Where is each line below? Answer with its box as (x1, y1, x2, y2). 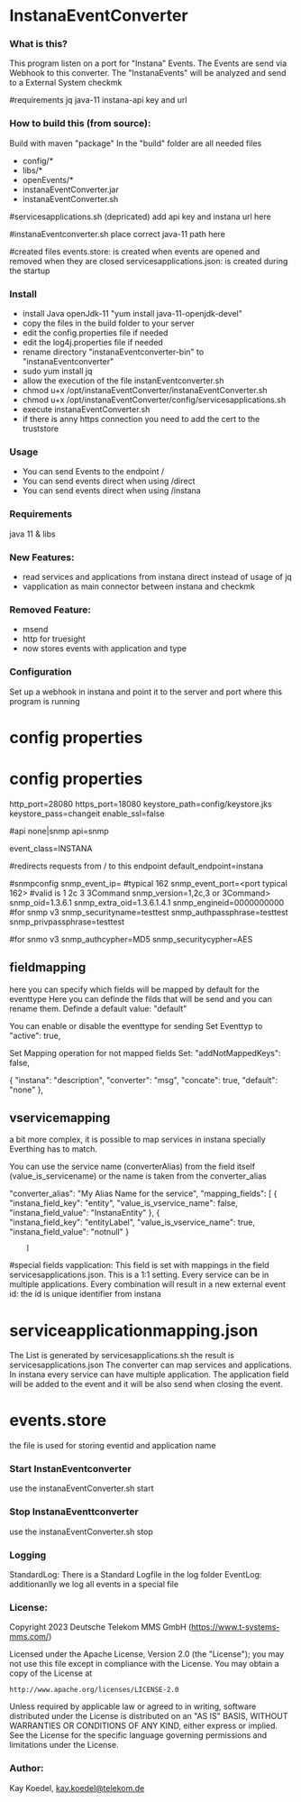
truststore (22, 423, 59, 434)
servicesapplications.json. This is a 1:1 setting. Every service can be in (9, 1269, 269, 1281)
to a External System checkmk (9, 78, 123, 88)
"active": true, (9, 1030, 61, 1041)
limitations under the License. (9, 1740, 119, 1751)
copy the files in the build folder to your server (22, 317, 196, 329)
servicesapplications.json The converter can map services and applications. (9, 1359, 293, 1371)
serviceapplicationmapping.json (9, 1320, 259, 1340)
